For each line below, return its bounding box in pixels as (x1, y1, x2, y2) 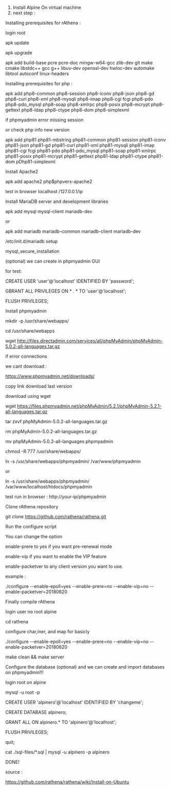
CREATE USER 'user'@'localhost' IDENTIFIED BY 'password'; (5, 278, 135, 284)
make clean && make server (5, 654, 64, 660)
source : (5, 769, 23, 775)
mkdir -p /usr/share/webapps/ (5, 318, 69, 324)
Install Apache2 (5, 169, 39, 174)
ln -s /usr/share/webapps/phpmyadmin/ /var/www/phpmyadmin (5, 458, 141, 464)
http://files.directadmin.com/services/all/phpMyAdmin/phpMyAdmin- (17, 338, 163, 344)
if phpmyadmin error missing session (5, 117, 84, 123)
